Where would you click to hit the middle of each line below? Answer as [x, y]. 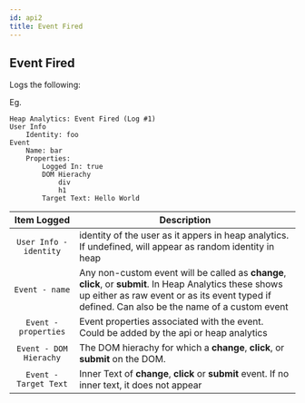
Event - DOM [42, 349]
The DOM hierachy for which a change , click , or [182, 348]
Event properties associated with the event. [171, 321]
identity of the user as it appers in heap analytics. [184, 235]
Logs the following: [45, 85]
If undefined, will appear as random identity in [177, 247]
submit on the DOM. [122, 359]
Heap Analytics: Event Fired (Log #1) [83, 119]
